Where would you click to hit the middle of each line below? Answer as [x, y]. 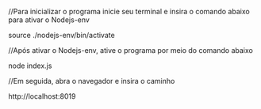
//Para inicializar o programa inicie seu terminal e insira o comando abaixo [129, 11]
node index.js [30, 66]
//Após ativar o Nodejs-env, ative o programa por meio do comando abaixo [131, 50]
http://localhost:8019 [42, 96]
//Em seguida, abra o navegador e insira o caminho [92, 81]
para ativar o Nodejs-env [49, 20]
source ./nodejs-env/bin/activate [61, 35]
